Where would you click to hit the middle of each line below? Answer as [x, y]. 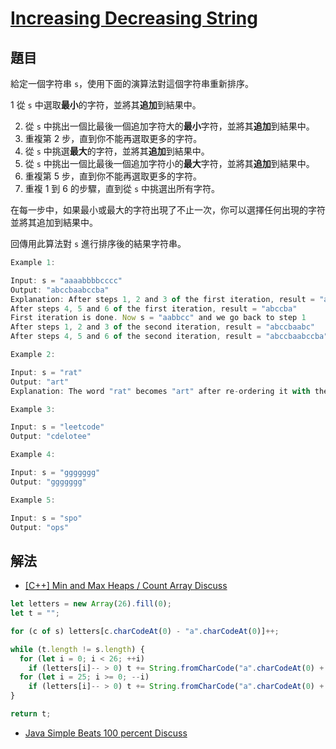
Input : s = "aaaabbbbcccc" [66, 280]
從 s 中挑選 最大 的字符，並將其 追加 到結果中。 [117, 151]
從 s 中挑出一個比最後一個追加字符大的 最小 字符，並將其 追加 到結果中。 [169, 126]
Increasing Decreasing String [134, 18]
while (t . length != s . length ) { [77, 649]
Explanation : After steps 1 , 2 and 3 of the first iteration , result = [162, 299]
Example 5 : [33, 500]
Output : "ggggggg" [48, 482]
